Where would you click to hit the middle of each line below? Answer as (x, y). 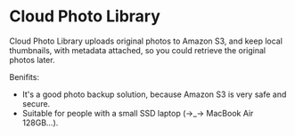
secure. (36, 103)
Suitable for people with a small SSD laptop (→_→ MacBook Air (138, 113)
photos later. (32, 60)
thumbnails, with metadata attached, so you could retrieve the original (137, 50)
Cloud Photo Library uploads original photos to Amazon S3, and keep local (146, 41)
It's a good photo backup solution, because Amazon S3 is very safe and (154, 94)
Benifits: (25, 76)
